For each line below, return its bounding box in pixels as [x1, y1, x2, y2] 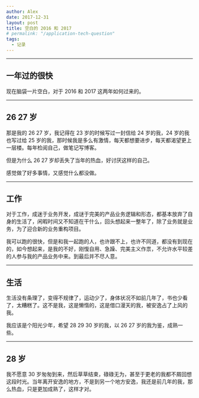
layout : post [6, 20, 38, 26]
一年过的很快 [6, 71, 53, 81]
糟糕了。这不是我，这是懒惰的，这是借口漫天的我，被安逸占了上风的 [21, 302, 188, 309]
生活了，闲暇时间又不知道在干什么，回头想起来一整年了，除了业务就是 [16, 218, 188, 225]
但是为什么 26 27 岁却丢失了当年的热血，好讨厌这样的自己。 [6, 157, 153, 164]
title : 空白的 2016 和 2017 [6, 25, 72, 31]
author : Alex [6, 8, 38, 15]
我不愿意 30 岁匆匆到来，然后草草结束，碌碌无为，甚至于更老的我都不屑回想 [6, 370, 192, 377]
